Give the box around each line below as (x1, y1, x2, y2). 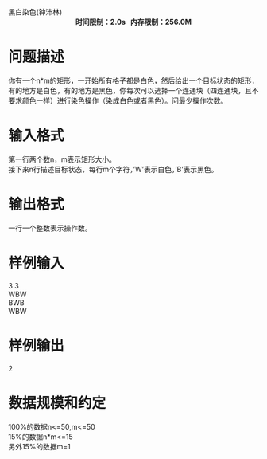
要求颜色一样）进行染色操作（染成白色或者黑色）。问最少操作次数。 (8, 96, 228, 105)
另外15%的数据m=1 (8, 441, 71, 451)
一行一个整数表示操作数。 (8, 223, 92, 233)
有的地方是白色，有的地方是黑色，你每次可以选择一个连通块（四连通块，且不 (8, 85, 259, 95)
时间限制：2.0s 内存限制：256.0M (75, 18, 192, 26)
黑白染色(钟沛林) (8, 7, 63, 17)
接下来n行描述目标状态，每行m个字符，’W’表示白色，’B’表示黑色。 (8, 164, 219, 174)
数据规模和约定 (8, 394, 106, 412)
